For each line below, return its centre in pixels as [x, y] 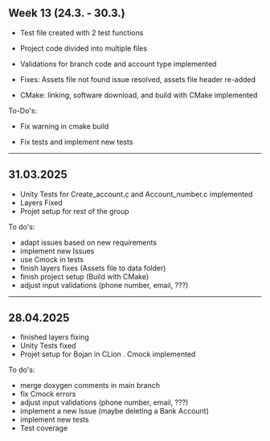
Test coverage [44, 428]
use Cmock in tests [52, 259]
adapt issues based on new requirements [88, 242]
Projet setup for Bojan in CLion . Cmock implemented [108, 354]
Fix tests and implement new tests [76, 142]
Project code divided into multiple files [83, 48]
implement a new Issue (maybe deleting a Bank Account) [114, 411]
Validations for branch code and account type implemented [118, 64]
